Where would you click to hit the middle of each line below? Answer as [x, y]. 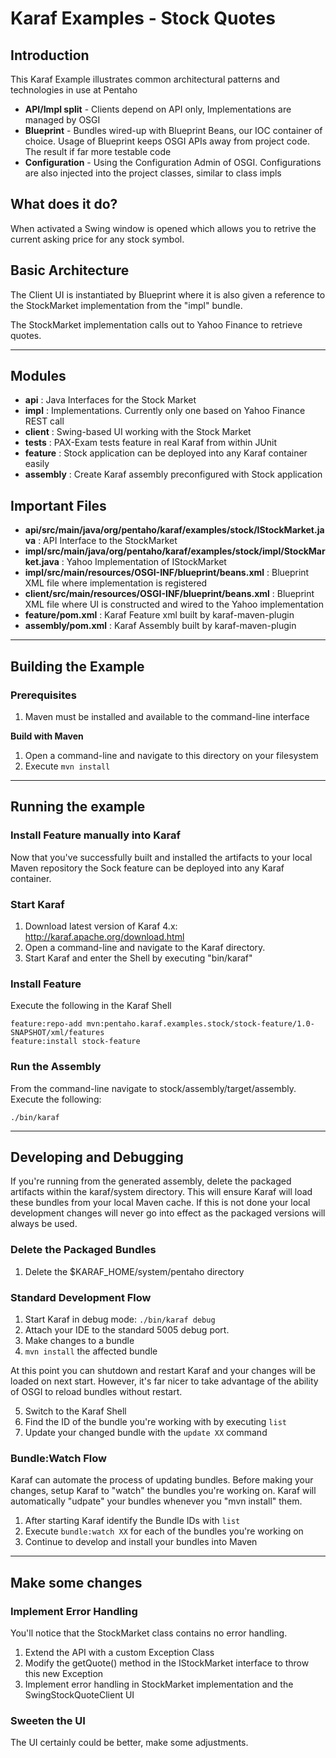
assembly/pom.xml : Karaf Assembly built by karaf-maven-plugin [160, 626]
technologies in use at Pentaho [74, 90]
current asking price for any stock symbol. [97, 239]
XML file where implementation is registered [116, 583]
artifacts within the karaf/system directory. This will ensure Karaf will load [161, 1192]
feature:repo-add [46, 1024]
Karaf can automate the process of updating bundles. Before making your [162, 1480]
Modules [38, 376]
